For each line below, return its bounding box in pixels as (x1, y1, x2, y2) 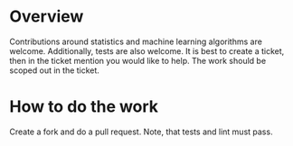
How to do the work (9, 96, 159, 117)
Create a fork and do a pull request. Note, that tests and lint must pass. (9, 126, 273, 137)
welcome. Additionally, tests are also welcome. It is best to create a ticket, (9, 45, 285, 56)
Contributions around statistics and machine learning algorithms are (9, 36, 262, 47)
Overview (9, 6, 84, 27)
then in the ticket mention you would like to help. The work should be (9, 55, 267, 66)
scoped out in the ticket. (9, 65, 99, 76)
